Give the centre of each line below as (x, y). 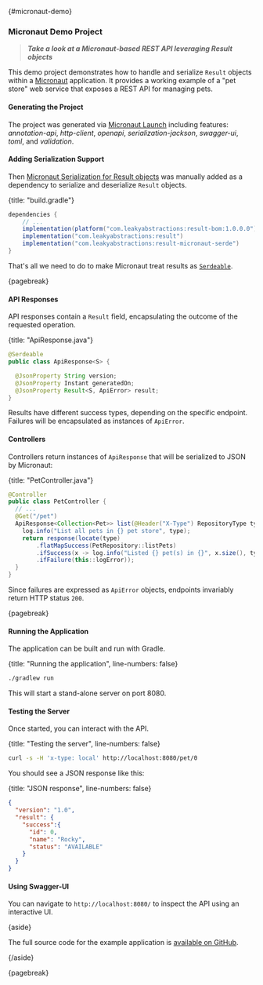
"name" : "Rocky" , (57, 839)
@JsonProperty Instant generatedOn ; (75, 383)
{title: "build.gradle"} (41, 200)
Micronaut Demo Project (56, 31)
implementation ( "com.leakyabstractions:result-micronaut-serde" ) (131, 244)
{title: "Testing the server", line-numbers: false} (84, 744)
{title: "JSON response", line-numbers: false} (80, 789)
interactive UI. (31, 912)
